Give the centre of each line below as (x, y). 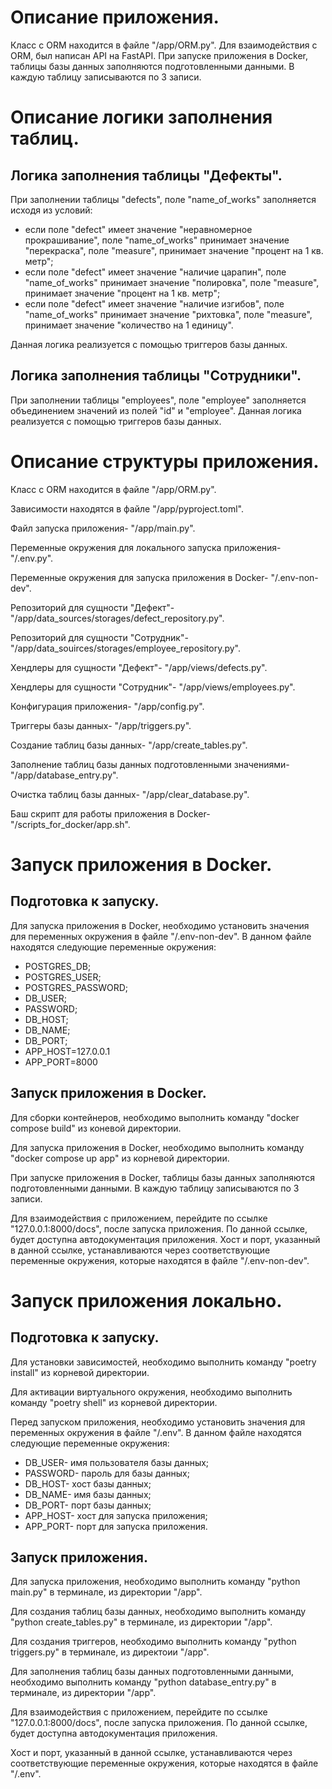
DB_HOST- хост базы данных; (88, 1483)
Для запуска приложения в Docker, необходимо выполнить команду (157, 1147)
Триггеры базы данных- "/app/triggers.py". (101, 725)
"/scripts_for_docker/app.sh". (70, 824)
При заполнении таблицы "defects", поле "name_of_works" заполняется (163, 199)
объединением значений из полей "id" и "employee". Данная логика (156, 410)
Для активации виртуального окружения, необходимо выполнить (151, 1392)
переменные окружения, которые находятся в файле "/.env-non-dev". (160, 1260)
